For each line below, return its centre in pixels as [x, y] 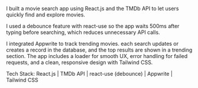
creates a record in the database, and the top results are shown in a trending [99, 50]
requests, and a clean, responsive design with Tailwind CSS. [79, 62]
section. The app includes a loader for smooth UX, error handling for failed [97, 56]
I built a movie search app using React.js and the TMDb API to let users [92, 9]
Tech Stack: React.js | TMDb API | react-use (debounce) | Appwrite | [90, 74]
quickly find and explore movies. [46, 15]
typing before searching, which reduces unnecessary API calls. [83, 32]
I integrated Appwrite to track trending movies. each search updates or [92, 44]
